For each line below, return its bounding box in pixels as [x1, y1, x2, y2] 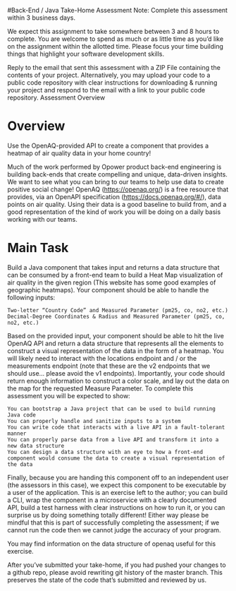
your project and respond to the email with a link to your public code [7, 86, 206, 94]
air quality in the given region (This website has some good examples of [7, 278, 216, 287]
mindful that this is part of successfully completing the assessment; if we [7, 518, 220, 527]
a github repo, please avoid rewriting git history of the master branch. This [7, 568, 223, 576]
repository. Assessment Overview [7, 93, 106, 102]
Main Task [7, 240, 69, 256]
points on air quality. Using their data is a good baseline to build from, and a [7, 200, 227, 208]
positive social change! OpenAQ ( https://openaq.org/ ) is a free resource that [7, 185, 229, 193]
